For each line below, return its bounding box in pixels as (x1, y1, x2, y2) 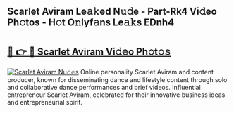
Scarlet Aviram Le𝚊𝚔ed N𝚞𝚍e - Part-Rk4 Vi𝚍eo (7, 6, 217, 18)
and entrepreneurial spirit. (7, 98, 83, 106)
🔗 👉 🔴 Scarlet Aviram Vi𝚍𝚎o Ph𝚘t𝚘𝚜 (7, 46, 171, 58)
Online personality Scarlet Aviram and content (80, 68, 214, 76)
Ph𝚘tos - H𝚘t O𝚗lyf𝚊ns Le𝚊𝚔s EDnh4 (7, 17, 175, 29)
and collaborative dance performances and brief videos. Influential (7, 84, 201, 91)
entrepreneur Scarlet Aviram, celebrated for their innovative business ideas (7, 91, 226, 99)
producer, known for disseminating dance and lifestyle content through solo (7, 76, 228, 84)
